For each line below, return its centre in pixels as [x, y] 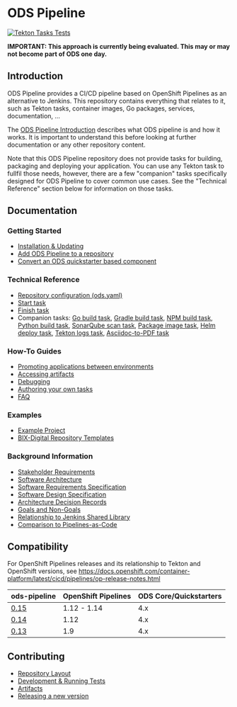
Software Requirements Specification [72, 487]
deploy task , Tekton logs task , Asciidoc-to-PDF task [93, 333]
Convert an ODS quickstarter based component [87, 261]
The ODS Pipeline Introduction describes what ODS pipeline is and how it [114, 130]
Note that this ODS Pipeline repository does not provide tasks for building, [115, 158]
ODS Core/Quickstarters [180, 596]
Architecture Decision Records [62, 502]
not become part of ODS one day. [57, 54]
